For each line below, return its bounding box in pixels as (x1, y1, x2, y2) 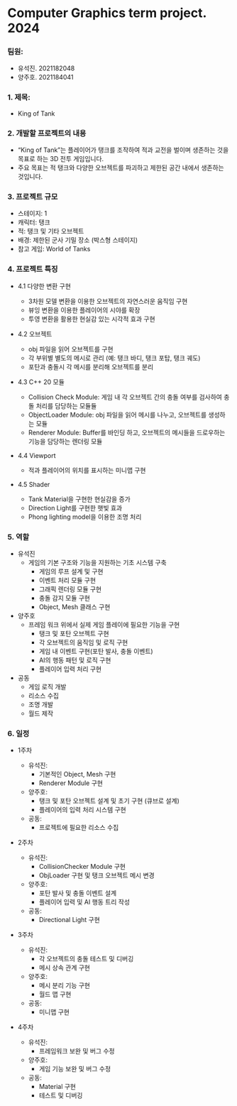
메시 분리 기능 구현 (38, 981, 91, 990)
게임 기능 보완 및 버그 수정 (38, 1065, 111, 1073)
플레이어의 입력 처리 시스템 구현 (38, 806, 126, 814)
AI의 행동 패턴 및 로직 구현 (38, 655, 111, 664)
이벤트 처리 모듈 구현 (38, 576, 97, 584)
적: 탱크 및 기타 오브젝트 (17, 227, 84, 236)
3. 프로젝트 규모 (7, 192, 58, 202)
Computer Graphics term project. (7, 5, 207, 21)
